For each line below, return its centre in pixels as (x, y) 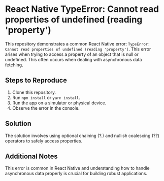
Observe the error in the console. (46, 108)
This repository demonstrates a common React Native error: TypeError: (78, 44)
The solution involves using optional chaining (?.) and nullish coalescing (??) (82, 136)
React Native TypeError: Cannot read (82, 9)
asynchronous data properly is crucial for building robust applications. (76, 174)
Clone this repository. (34, 92)
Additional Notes (32, 156)
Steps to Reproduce (36, 80)
